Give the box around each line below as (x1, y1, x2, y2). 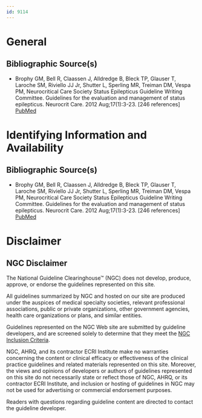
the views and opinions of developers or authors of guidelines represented (6, 367, 192, 375)
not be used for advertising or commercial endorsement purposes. (6, 386, 172, 393)
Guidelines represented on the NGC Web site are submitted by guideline (6, 323, 186, 330)
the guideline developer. (6, 404, 67, 411)
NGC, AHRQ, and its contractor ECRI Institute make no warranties (6, 348, 169, 355)
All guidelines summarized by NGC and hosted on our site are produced (6, 292, 186, 300)
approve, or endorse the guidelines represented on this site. (6, 280, 155, 288)
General (6, 34, 47, 48)
